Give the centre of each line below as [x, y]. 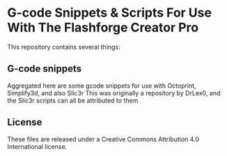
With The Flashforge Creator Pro [103, 28]
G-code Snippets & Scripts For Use [110, 13]
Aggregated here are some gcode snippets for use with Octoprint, [102, 86]
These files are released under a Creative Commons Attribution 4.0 [103, 139]
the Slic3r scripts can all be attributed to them [73, 100]
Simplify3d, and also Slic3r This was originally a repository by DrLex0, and [114, 93]
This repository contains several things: [64, 47]
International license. [37, 146]
